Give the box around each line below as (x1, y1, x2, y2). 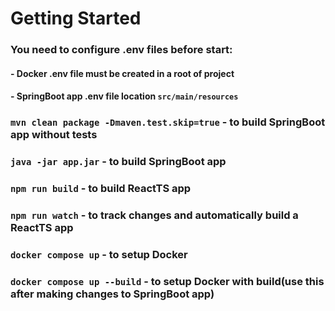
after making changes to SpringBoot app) (10, 287, 215, 301)
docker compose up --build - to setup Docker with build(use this (10, 274, 325, 288)
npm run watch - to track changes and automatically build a (10, 208, 299, 222)
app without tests (10, 128, 98, 142)
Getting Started (10, 7, 142, 30)
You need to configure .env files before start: (10, 43, 233, 57)
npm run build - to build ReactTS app (10, 182, 192, 196)
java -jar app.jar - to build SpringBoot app (10, 155, 227, 169)
